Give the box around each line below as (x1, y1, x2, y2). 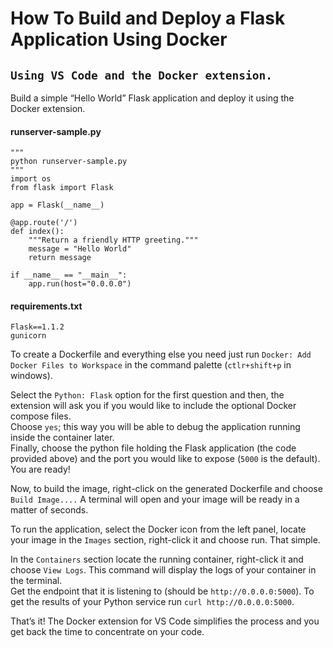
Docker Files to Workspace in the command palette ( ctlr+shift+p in (10, 359, 292, 371)
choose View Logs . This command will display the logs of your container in (10, 564, 317, 576)
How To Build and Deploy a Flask (10, 7, 286, 30)
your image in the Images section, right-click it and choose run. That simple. (10, 534, 321, 546)
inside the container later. (10, 432, 115, 444)
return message (28, 253, 92, 263)
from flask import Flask (10, 183, 114, 193)
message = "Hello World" (28, 244, 132, 254)
